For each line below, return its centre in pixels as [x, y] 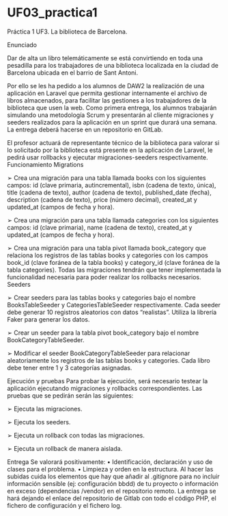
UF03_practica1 [52, 13]
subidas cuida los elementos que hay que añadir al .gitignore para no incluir [113, 476]
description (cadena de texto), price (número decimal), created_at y [102, 199]
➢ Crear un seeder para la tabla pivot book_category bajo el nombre [103, 333]
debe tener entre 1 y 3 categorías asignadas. [70, 367]
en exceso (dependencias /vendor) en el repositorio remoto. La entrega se [112, 491]
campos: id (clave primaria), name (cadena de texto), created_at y [100, 227]
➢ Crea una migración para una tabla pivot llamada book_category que [106, 248]
